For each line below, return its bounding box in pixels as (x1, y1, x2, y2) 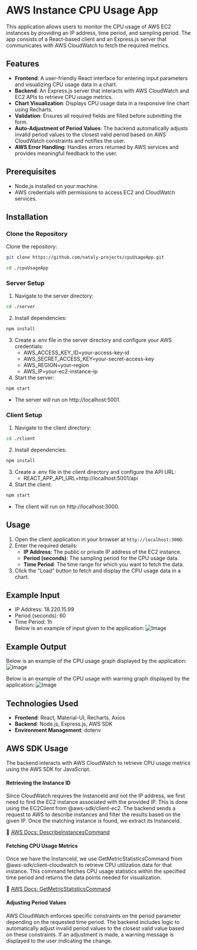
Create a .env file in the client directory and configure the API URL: (14, 468, 176, 475)
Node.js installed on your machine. (14, 182, 99, 189)
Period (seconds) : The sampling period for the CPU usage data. (23, 555, 179, 562)
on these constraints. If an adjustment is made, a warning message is (6, 931, 174, 938)
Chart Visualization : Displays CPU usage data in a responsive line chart (14, 100, 189, 107)
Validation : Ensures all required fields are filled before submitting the (14, 112, 182, 119)
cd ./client (6, 436, 35, 442)
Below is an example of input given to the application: (14, 625, 145, 632)
